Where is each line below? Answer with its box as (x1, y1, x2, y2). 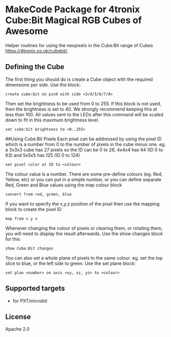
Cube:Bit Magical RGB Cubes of (5, 14, 142, 26)
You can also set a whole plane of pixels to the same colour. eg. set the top (5, 255, 163, 261)
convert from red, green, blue (5, 192, 72, 197)
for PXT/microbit (12, 298, 47, 304)
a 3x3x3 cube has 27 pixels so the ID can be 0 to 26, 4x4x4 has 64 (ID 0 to (5, 146, 163, 153)
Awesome (5, 26, 48, 37)
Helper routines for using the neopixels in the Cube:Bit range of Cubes (5, 42, 153, 48)
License (5, 312, 31, 321)
